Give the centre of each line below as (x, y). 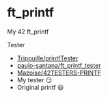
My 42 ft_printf (28, 32)
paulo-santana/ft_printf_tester (59, 65)
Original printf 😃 (40, 87)
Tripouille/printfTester (48, 58)
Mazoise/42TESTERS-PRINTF (59, 73)
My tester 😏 (35, 79)
